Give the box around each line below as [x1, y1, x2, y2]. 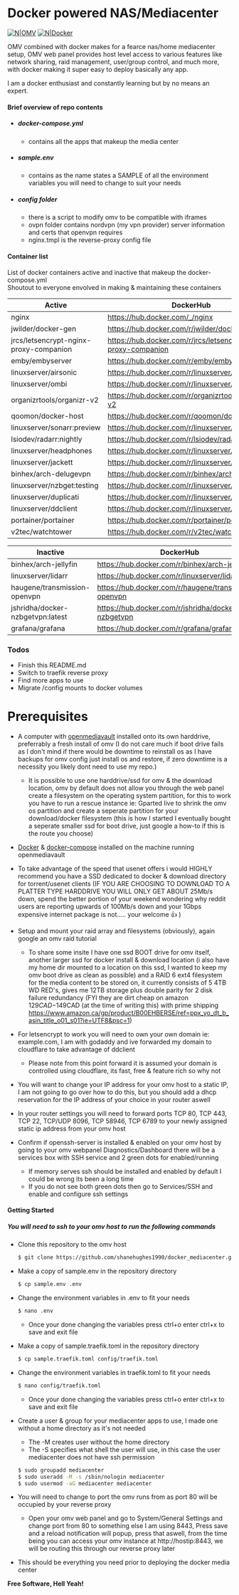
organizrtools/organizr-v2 [11, 395, 100, 405]
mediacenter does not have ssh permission [28, 1453, 155, 1461]
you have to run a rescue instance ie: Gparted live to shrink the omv [28, 799, 227, 807]
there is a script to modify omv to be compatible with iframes [28, 213, 208, 222]
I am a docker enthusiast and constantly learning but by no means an [7, 78, 210, 87]
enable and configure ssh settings [28, 1190, 129, 1198]
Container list [7, 252, 48, 261]
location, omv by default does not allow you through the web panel [28, 784, 224, 792]
